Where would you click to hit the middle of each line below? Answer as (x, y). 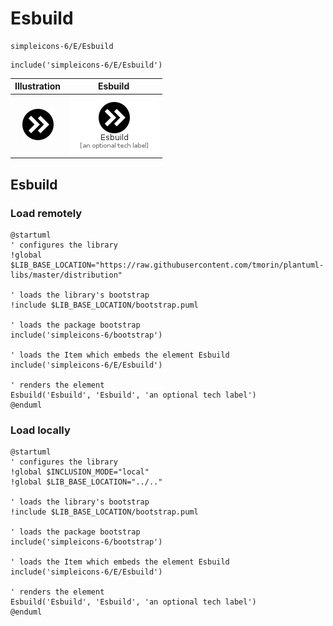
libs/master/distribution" (66, 275)
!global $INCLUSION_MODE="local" (80, 472)
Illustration (38, 86)
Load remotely (46, 213)
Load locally (40, 430)
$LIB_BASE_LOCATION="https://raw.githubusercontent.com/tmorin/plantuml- (167, 265)
